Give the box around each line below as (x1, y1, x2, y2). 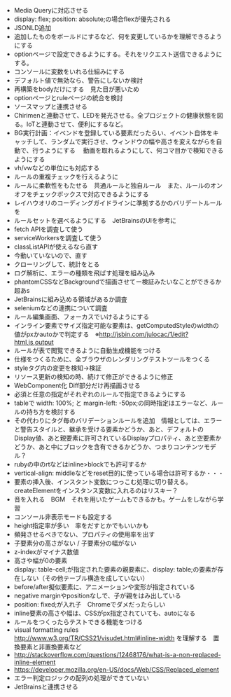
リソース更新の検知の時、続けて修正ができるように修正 (13, 373, 174, 380)
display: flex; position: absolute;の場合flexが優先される (13, 15, 171, 23)
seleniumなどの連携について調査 (13, 304, 108, 312)
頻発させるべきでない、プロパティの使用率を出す (13, 530, 155, 538)
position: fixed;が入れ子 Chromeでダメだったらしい (13, 600, 166, 608)
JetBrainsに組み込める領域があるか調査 (13, 295, 127, 303)
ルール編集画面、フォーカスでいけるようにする (13, 312, 149, 321)
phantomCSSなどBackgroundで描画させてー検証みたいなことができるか (13, 277, 222, 286)
